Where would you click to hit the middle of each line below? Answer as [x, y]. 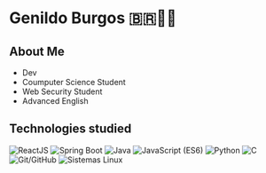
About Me [37, 51]
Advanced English [55, 101]
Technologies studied [70, 129]
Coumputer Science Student [74, 82]
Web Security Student [62, 91]
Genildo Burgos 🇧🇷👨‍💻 [93, 18]
